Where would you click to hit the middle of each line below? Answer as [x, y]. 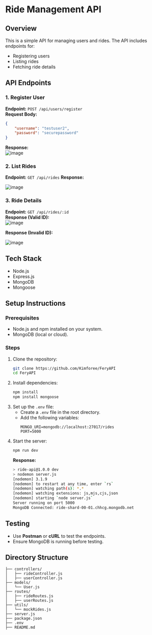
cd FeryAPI [24, 373]
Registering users [31, 56]
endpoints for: [20, 46]
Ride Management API [53, 9]
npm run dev [25, 451]
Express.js [23, 276]
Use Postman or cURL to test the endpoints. [59, 536]
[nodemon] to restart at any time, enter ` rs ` [63, 484]
